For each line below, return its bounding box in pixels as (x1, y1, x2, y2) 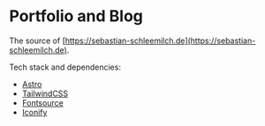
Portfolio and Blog (9, 6, 144, 26)
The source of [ (9, 35, 66, 46)
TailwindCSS (21, 88, 69, 99)
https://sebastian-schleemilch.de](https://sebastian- (64, 35, 256, 46)
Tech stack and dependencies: (9, 62, 122, 72)
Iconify (21, 107, 48, 117)
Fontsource (21, 97, 64, 107)
